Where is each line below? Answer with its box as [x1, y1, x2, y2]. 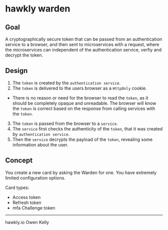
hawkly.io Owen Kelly [5, 219, 49, 225]
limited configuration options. [5, 174, 66, 180]
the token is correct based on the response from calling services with [12, 105, 155, 111]
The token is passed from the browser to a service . [12, 120, 118, 126]
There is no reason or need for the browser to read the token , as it [12, 94, 148, 100]
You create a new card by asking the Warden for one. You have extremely [5, 169, 156, 175]
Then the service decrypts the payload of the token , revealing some [12, 136, 153, 142]
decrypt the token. [5, 52, 43, 58]
